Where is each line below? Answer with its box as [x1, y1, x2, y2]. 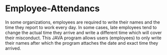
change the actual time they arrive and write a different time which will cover [5, 29, 162, 35]
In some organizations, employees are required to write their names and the [5, 19, 160, 25]
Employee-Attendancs [5, 3, 100, 14]
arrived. [5, 45, 21, 51]
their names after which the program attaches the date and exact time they [5, 40, 159, 46]
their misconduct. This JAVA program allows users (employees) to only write [5, 35, 162, 41]
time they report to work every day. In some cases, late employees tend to [5, 24, 157, 30]
